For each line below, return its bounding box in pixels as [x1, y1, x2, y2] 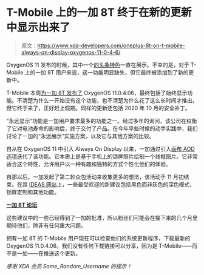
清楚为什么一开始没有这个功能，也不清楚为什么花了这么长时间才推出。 [22, 96, 198, 104]
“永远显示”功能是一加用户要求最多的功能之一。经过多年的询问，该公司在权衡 [6, 117, 197, 124]
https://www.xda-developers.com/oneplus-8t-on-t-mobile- [37, 42, 185, 49]
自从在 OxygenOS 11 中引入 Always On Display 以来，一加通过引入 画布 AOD [6, 145, 195, 152]
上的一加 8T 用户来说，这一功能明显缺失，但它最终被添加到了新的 [24, 68, 189, 76]
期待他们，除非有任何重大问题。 [6, 222, 86, 229]
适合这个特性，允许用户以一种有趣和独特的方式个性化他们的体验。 [6, 160, 171, 167]
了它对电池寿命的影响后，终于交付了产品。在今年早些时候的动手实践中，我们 [6, 125, 198, 132]
